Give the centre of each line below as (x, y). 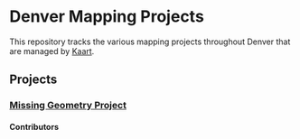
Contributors (34, 126)
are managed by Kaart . (52, 51)
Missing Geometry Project (68, 106)
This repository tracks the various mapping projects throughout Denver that (150, 42)
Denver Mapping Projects (107, 17)
